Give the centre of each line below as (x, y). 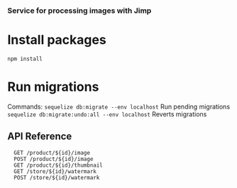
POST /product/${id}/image (54, 159)
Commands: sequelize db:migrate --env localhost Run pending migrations (119, 106)
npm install (25, 59)
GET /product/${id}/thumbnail (58, 165)
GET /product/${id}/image (52, 153)
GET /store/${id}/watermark (55, 171)
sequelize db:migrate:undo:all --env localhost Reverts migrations (107, 114)
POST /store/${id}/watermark (57, 177)
